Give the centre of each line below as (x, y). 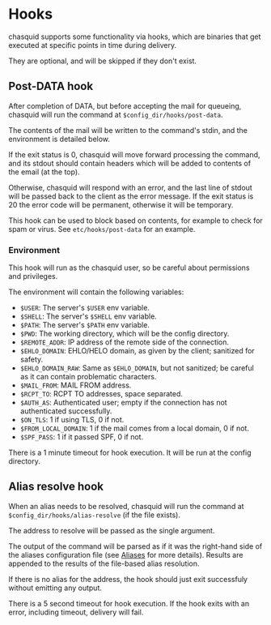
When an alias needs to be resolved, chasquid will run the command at (126, 506)
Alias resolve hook (56, 487)
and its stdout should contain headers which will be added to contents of (130, 163)
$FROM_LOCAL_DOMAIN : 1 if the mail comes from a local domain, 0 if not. (134, 428)
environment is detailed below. (59, 139)
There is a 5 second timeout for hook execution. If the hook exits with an (129, 603)
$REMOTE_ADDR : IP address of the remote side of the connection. (124, 342)
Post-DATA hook (51, 86)
